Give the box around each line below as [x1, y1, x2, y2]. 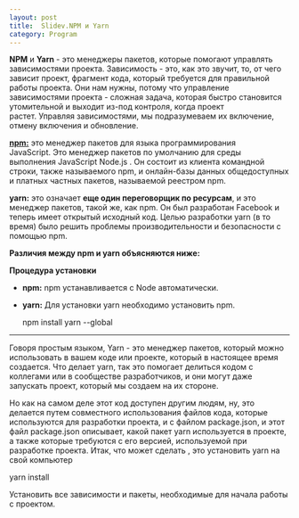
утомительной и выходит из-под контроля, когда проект [9, 102, 225, 112]
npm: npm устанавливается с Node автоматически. [21, 283, 219, 293]
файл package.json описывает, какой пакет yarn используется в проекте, [9, 426, 287, 437]
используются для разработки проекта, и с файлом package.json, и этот [9, 416, 286, 428]
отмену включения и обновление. [9, 120, 139, 131]
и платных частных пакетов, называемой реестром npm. [9, 176, 227, 186]
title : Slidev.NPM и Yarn [9, 21, 109, 30]
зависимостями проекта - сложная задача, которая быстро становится [9, 92, 282, 103]
